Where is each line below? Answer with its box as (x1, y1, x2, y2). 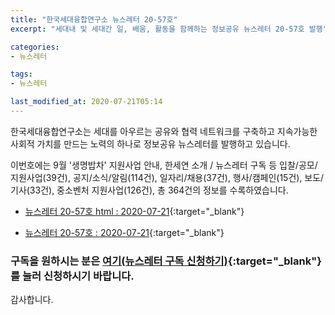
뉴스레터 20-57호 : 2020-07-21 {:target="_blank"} (24, 226, 225, 238)
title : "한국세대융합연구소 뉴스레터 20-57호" (10, 14, 178, 25)
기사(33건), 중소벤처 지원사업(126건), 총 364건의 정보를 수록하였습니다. (10, 184, 289, 196)
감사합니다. (10, 294, 54, 306)
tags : (10, 69, 33, 80)
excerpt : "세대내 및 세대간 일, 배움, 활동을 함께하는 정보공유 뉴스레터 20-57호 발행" (10, 24, 328, 34)
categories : (10, 42, 60, 52)
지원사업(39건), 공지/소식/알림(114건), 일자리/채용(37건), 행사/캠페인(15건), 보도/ (10, 171, 325, 183)
